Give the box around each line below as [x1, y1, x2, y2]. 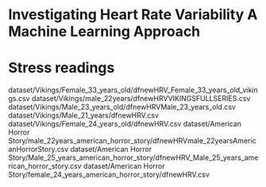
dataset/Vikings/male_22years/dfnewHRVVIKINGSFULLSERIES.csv [31, 94, 251, 103]
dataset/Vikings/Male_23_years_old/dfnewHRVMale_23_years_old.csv [8, 102, 237, 112]
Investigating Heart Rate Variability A [8, 6, 258, 24]
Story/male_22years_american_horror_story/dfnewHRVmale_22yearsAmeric [8, 136, 256, 146]
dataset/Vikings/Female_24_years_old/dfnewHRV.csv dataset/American [8, 119, 242, 129]
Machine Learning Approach [8, 22, 201, 41]
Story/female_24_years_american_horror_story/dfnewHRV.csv [8, 169, 210, 180]
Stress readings [8, 59, 115, 77]
